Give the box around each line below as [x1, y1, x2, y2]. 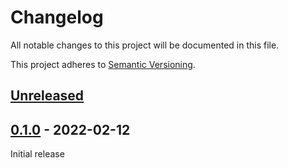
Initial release [10, 148, 65, 160]
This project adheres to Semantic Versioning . [10, 58, 196, 70]
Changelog [10, 6, 104, 29]
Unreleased [10, 87, 85, 105]
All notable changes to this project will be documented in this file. [10, 39, 280, 51]
